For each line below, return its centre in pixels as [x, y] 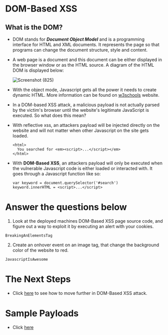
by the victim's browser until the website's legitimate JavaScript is [81, 110]
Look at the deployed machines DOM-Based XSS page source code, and [88, 221]
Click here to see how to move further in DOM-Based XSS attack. [80, 293]
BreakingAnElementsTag [29, 235]
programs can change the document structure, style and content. [80, 50]
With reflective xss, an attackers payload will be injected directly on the [86, 125]
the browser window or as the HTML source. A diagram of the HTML [83, 65]
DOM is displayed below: [38, 70]
